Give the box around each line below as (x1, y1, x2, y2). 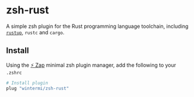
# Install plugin (6, 80, 49, 86)
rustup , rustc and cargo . (6, 28, 65, 35)
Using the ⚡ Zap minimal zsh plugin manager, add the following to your (6, 62, 176, 69)
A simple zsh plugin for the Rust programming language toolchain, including (6, 23, 189, 30)
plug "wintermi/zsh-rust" (6, 85, 69, 91)
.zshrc (6, 70, 22, 76)
